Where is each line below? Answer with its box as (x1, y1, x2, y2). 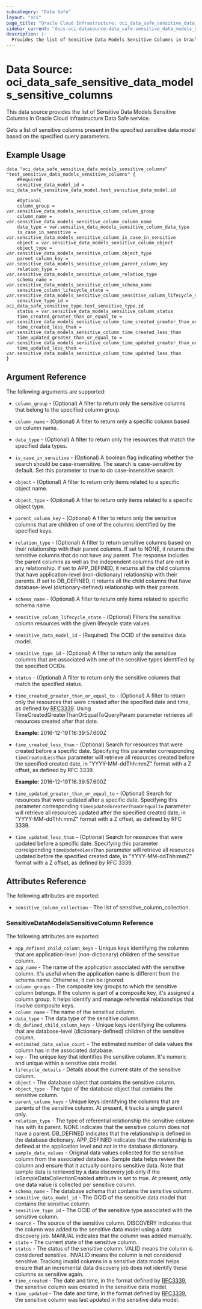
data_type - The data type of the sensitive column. (14, 1015, 140, 1022)
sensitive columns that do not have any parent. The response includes (14, 551, 189, 559)
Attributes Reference (6, 876, 87, 887)
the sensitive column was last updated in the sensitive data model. (14, 1296, 180, 1303)
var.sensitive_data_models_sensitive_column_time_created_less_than (6, 329, 182, 335)
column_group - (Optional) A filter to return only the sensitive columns (14, 400, 186, 407)
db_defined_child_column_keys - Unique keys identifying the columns (14, 1021, 186, 1028)
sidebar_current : (6, 25, 50, 32)
